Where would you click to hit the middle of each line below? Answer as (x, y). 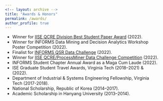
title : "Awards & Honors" (31, 14)
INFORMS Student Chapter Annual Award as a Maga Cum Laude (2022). (85, 63)
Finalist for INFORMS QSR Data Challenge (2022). (62, 52)
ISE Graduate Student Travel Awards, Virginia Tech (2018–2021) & (78, 68)
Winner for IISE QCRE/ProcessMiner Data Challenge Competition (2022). (85, 58)
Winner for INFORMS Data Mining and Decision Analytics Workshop (80, 42)
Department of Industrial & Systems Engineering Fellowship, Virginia (81, 78)
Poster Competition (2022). (40, 47)
